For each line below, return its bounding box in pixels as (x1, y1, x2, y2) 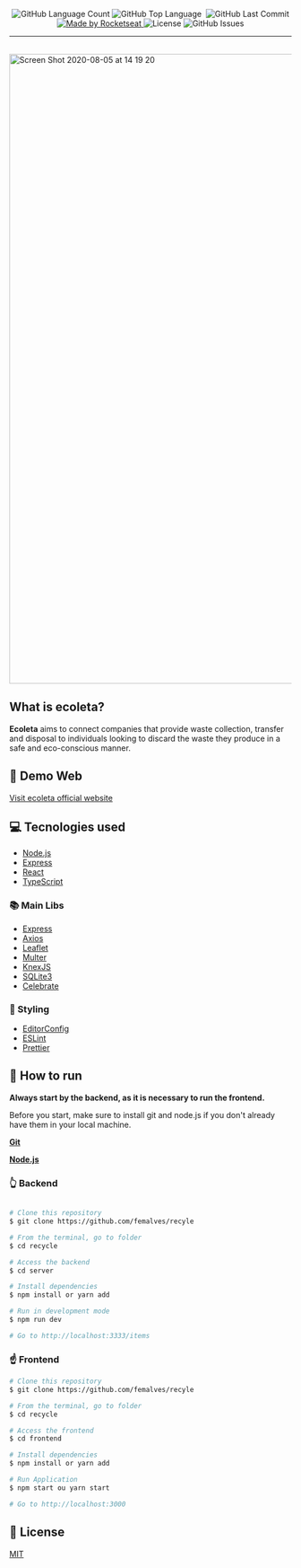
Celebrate (21, 980, 60, 991)
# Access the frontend (9, 1426, 94, 1435)
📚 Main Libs (9, 899, 64, 912)
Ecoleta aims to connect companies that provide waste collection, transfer (9, 723, 285, 734)
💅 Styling (9, 1002, 49, 1015)
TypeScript (21, 876, 64, 887)
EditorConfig (21, 1024, 70, 1035)
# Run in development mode (9, 1307, 110, 1316)
